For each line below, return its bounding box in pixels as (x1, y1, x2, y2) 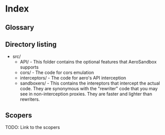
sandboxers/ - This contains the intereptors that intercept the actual (20, 80, 160, 86)
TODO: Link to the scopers (5, 124, 60, 130)
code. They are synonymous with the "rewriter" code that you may (20, 86, 158, 92)
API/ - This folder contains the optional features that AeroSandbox (20, 59, 157, 65)
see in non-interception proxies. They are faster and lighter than (20, 91, 152, 97)
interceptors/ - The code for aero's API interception (20, 75, 126, 81)
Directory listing (5, 40, 57, 48)
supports (20, 64, 39, 71)
